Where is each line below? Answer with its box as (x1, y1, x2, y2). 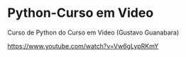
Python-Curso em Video (7, 5, 154, 21)
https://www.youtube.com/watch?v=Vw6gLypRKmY (7, 42, 159, 50)
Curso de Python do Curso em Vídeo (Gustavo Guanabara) (7, 28, 180, 37)
